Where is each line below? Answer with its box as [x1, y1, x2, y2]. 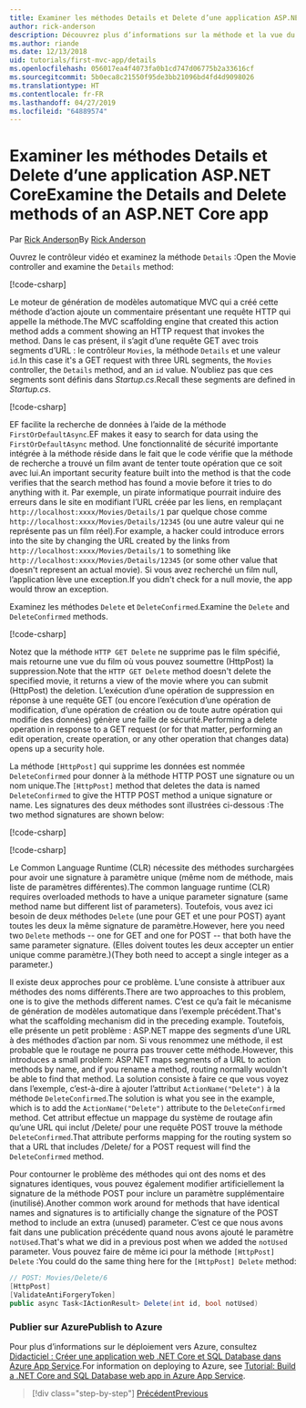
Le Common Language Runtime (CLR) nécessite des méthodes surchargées [9, 862, 294, 873]
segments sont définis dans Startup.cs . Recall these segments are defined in [9, 375, 296, 385]
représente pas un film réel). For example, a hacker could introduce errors [9, 526, 285, 537]
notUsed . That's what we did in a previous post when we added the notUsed [9, 1237, 289, 1248]
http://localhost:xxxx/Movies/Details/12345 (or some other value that [9, 555, 278, 566]
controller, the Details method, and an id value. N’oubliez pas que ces [9, 365, 274, 375]
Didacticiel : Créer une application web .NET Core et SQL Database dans [9, 1351, 282, 1362]
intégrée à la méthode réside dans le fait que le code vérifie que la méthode [9, 448, 293, 459]
